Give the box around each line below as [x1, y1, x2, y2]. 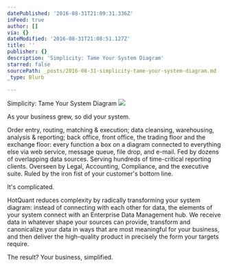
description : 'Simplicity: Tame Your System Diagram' [7, 55, 165, 62]
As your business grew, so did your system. [7, 112, 130, 121]
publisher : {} [7, 49, 48, 56]
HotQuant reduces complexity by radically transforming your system [7, 196, 201, 204]
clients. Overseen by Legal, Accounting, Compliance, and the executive [7, 162, 209, 171]
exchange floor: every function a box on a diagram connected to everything [7, 141, 221, 149]
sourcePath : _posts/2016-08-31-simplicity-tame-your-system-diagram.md [7, 67, 216, 74]
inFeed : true [7, 16, 45, 23]
